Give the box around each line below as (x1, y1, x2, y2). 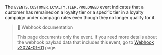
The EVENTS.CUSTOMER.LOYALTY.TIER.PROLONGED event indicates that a (5, 4, 144, 10)
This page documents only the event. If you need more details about (17, 34, 157, 40)
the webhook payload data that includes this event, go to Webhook (17, 39, 154, 45)
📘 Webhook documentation (17, 24, 73, 30)
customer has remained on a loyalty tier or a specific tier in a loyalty (5, 9, 144, 15)
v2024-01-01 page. (17, 45, 57, 50)
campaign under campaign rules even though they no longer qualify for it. (5, 15, 156, 20)
